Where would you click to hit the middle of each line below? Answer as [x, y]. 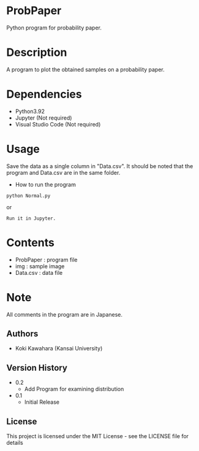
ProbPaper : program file [46, 260]
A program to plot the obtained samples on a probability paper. [86, 69]
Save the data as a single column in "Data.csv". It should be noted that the [100, 166]
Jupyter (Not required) [43, 118]
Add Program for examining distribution [74, 389]
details [15, 443]
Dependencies [44, 94]
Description [37, 52]
